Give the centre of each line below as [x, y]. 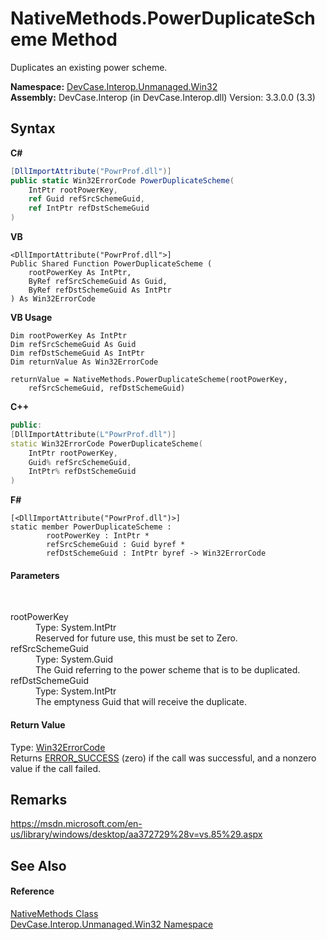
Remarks [39, 799]
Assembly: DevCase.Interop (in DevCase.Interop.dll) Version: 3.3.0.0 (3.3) [163, 97]
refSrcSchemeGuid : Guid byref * [116, 545]
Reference [32, 891]
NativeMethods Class [54, 913]
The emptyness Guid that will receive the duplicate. [141, 702]
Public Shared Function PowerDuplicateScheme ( [111, 264]
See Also [38, 865]
